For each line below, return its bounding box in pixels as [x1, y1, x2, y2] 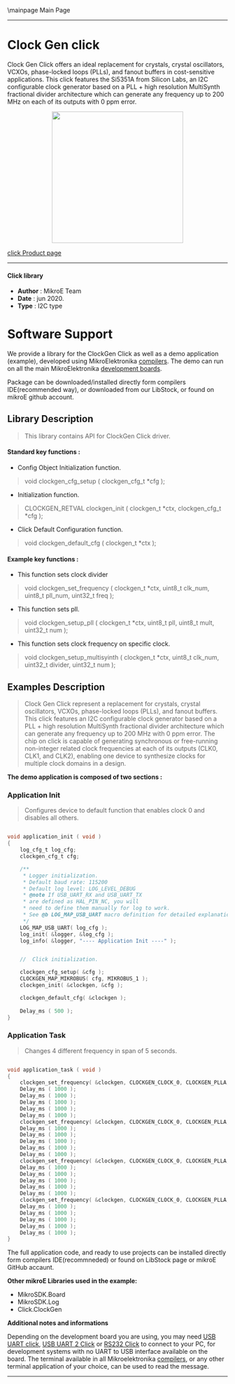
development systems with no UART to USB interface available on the [7, 1348, 208, 1356]
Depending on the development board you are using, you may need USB [7, 1332, 216, 1341]
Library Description [7, 413, 94, 425]
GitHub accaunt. [7, 1263, 55, 1272]
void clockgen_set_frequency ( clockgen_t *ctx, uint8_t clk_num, [24, 584, 210, 592]
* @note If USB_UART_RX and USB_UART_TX [22, 892, 142, 899]
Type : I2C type [17, 301, 63, 311]
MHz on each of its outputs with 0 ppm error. [7, 97, 137, 106]
